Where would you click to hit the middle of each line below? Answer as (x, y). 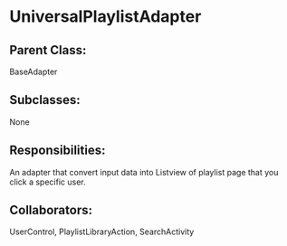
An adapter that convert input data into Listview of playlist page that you (144, 172)
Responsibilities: (57, 151)
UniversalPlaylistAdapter (105, 17)
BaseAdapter (33, 71)
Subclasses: (45, 100)
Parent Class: (48, 50)
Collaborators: (51, 210)
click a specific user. (48, 182)
